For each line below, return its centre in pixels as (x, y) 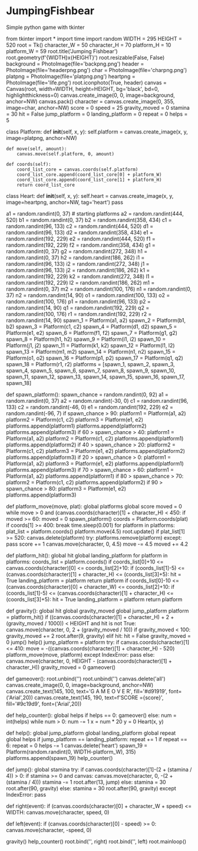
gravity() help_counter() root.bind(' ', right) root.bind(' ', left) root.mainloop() (96, 841)
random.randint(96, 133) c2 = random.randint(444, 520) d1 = (80, 226)
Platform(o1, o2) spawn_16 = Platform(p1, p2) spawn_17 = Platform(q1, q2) (95, 358)
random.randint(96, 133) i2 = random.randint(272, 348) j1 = (78, 263)
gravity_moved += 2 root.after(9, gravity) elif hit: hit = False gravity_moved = (99, 635)
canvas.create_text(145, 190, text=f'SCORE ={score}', (99, 697)
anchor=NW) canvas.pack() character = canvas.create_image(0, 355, (90, 101)
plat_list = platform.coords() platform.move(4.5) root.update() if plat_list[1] (96, 531)
